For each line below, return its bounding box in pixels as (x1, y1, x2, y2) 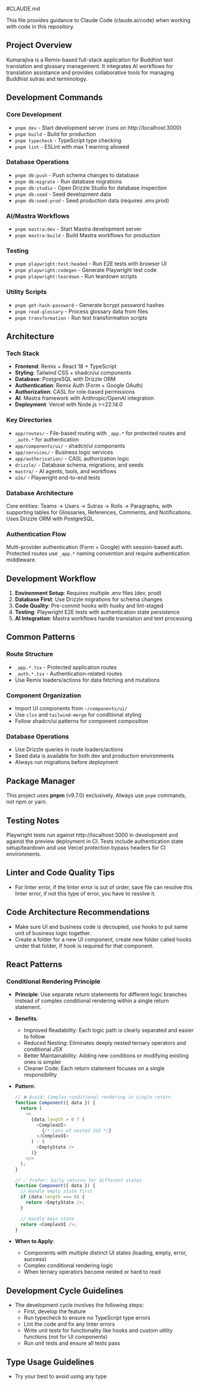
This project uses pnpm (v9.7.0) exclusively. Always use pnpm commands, (6, 792, 187, 799)
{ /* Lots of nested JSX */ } (41, 1127, 112, 1134)
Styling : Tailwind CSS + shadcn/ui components (14, 369, 131, 376)
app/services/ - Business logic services (14, 448, 113, 456)
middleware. (6, 556, 37, 563)
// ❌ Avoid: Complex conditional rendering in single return (14, 1094, 171, 1100)
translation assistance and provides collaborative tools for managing (6, 69, 174, 76)
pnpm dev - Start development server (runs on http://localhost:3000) (14, 124, 182, 131)
